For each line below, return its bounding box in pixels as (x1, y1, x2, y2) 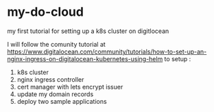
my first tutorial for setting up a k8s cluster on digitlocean (7, 27, 169, 35)
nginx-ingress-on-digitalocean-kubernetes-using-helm (7, 54, 163, 63)
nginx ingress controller (16, 75, 84, 83)
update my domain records (16, 90, 94, 98)
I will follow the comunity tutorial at (7, 40, 106, 48)
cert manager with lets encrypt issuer (16, 82, 123, 91)
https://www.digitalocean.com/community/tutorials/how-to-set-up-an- (7, 47, 207, 56)
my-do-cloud (7, 4, 84, 20)
